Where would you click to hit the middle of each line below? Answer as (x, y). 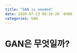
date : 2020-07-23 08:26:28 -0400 (39, 14)
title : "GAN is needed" (29, 9)
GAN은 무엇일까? (38, 44)
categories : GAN (21, 18)
